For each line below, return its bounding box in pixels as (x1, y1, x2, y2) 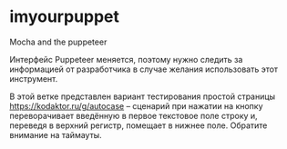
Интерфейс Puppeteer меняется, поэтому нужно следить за (9, 54, 243, 65)
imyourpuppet (9, 6, 120, 27)
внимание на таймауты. (9, 129, 102, 140)
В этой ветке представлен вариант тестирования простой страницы (9, 91, 276, 102)
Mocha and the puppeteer (9, 36, 108, 47)
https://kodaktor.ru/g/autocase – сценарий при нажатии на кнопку (9, 100, 263, 111)
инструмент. (9, 73, 58, 84)
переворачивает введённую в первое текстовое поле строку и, (9, 110, 258, 121)
